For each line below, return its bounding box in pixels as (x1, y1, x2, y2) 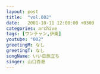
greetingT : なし (6, 48, 45, 54)
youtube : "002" (6, 36, 44, 42)
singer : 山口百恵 (6, 58, 46, 64)
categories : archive (6, 25, 58, 32)
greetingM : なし (6, 42, 45, 48)
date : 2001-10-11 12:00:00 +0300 (6, 20, 95, 26)
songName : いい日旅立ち (6, 53, 60, 59)
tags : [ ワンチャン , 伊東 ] (6, 31, 61, 37)
